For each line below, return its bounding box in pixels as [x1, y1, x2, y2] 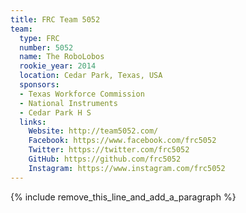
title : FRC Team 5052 [10, 14, 101, 25]
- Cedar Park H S [19, 107, 92, 118]
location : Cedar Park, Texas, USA [19, 71, 163, 81]
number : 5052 [19, 42, 74, 53]
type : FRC [19, 33, 60, 43]
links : [19, 117, 47, 127]
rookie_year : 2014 [19, 61, 97, 71]
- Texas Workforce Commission [19, 89, 145, 99]
